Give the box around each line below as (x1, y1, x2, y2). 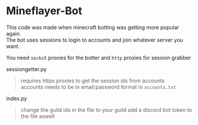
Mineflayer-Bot (6, 4, 82, 18)
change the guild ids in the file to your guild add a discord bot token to (20, 106, 193, 113)
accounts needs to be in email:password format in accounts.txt (20, 83, 177, 90)
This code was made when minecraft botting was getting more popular (6, 24, 180, 31)
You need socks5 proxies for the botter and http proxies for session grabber (6, 54, 191, 61)
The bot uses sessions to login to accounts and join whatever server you (6, 36, 184, 43)
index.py (6, 95, 27, 102)
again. (6, 30, 22, 37)
